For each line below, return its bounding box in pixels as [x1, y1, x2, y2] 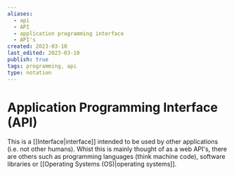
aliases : [7, 10, 33, 18]
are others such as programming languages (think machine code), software [7, 153, 226, 161]
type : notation [7, 69, 52, 76]
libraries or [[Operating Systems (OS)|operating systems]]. [7, 160, 177, 169]
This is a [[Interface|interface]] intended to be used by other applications [7, 138, 219, 146]
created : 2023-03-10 [7, 43, 68, 50]
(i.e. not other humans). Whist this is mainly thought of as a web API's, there [7, 145, 228, 153]
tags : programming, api [7, 63, 77, 70]
